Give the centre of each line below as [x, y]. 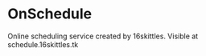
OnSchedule [50, 14]
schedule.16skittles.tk [43, 44]
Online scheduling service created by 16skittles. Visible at [103, 36]
